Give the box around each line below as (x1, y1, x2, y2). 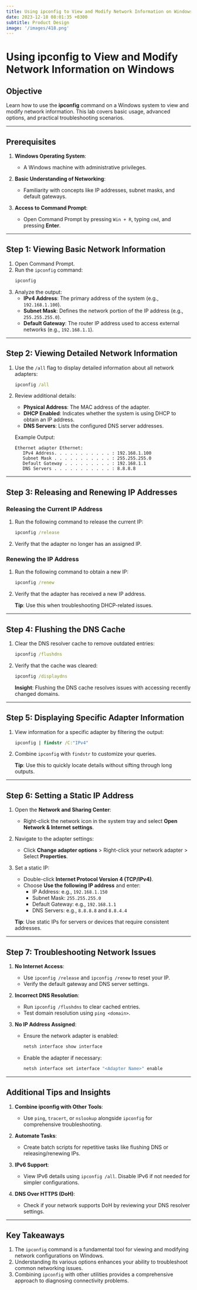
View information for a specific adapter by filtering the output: (14, 728, 164, 735)
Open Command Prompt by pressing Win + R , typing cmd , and (23, 216, 171, 223)
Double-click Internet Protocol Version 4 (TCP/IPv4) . (23, 876, 154, 883)
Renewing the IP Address (6, 555, 79, 563)
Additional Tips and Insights (6, 1088, 111, 1098)
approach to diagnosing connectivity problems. (14, 1277, 129, 1284)
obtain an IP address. (23, 416, 75, 424)
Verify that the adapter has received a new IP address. (14, 591, 147, 598)
